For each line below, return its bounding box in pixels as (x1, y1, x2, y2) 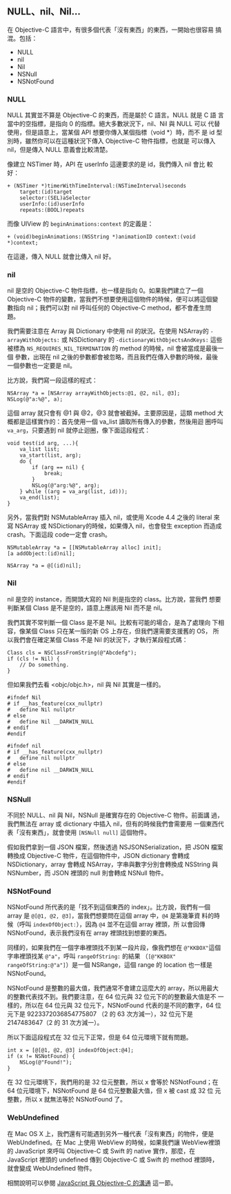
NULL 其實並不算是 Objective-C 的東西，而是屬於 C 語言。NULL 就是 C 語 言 (7, 111, 224, 119)
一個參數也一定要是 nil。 (7, 361, 76, 370)
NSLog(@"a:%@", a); (7, 396, 63, 403)
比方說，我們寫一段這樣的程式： (7, 376, 98, 384)
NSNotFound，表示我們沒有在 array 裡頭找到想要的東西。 (7, 929, 171, 937)
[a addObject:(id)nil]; (7, 550, 76, 557)
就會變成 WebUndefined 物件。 (7, 1164, 96, 1172)
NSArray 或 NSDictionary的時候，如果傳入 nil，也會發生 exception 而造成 (14, 522, 222, 530)
